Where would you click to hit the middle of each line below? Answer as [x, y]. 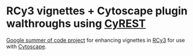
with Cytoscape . [26, 46]
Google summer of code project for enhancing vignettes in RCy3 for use [96, 40]
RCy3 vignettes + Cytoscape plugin [97, 11]
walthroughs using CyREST [76, 24]
